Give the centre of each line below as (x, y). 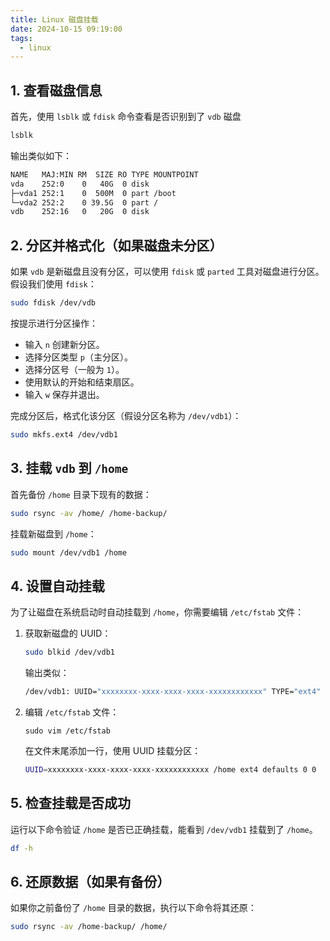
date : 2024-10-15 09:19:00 (66, 29)
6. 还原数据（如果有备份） (90, 881)
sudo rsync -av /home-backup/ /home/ (89, 927)
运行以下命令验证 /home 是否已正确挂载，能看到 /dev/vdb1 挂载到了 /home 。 (164, 829)
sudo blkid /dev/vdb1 (69, 652)
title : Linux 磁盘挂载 (54, 19)
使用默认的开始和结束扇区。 (82, 382)
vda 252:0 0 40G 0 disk (80, 184)
